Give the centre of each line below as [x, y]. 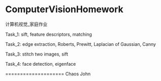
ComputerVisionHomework [64, 9]
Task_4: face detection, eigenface [41, 64]
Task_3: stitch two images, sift [37, 54]
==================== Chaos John [48, 74]
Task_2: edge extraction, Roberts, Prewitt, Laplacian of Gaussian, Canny [81, 44]
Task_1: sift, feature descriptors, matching [49, 34]
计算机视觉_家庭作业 [26, 24]
